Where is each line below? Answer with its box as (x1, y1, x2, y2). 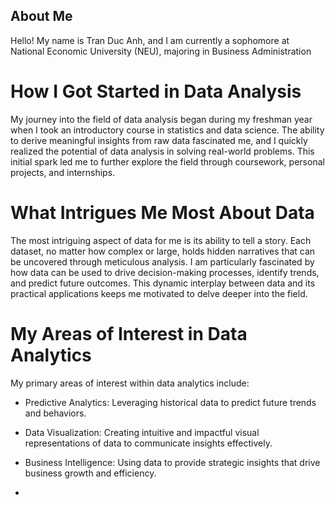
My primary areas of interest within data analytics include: (10, 377, 250, 389)
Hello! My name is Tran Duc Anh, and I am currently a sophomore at (10, 34, 290, 46)
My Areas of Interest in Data (10, 322, 248, 345)
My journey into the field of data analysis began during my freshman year (10, 113, 313, 125)
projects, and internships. (10, 166, 116, 178)
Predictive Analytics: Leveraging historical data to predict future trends (24, 396, 317, 408)
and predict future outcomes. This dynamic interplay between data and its (10, 277, 316, 289)
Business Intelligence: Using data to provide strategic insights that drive (24, 456, 321, 468)
